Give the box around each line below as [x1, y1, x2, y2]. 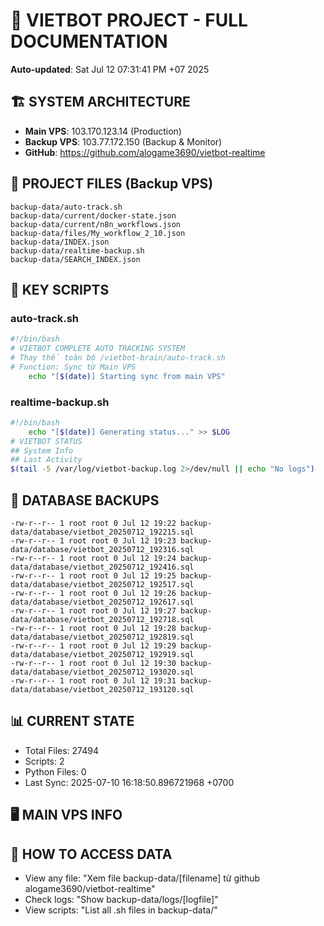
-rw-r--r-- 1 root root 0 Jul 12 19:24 [10, 553, 177, 563]
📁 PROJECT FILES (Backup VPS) [10, 175, 214, 193]
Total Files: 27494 [24, 744, 99, 756]
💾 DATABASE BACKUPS [10, 492, 160, 509]
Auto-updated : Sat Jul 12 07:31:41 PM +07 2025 [10, 63, 210, 75]
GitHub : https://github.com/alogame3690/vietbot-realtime [24, 146, 266, 158]
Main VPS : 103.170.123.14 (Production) [24, 125, 182, 137]
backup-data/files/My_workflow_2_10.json [10, 228, 186, 238]
